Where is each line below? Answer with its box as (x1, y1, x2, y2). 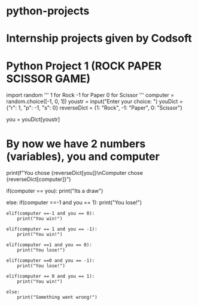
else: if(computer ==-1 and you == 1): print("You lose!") (6, 199, 142, 206)
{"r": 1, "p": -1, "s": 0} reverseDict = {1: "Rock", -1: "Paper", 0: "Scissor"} (6, 104, 183, 111)
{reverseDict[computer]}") (6, 175, 71, 183)
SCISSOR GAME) (6, 72, 91, 85)
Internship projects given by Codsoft (6, 32, 193, 46)
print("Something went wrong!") (17, 295, 98, 301)
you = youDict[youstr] (6, 116, 60, 123)
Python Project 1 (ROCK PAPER (6, 59, 162, 72)
